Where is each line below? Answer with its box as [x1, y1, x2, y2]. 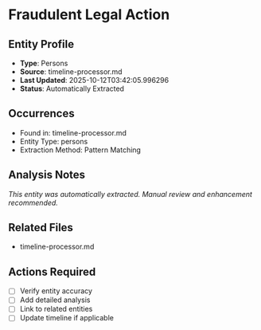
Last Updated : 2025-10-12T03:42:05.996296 [19, 76, 169, 84]
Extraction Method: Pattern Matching [19, 145, 142, 155]
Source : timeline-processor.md [19, 67, 123, 77]
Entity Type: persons [19, 136, 88, 146]
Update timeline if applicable [19, 313, 114, 323]
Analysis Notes [8, 168, 86, 182]
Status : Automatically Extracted [19, 84, 125, 93]
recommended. [8, 198, 58, 207]
